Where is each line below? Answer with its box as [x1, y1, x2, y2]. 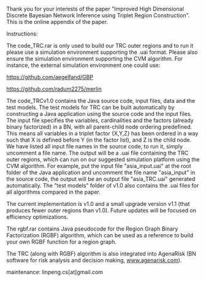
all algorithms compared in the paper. [6, 188, 101, 196]
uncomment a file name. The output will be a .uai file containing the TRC [6, 150, 189, 156]
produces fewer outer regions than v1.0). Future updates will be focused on [6, 207, 197, 214]
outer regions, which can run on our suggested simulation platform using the [6, 156, 200, 163]
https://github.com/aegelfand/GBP [6, 74, 94, 80]
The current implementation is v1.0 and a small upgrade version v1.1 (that [6, 200, 190, 207]
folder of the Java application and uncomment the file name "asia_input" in [6, 169, 196, 176]
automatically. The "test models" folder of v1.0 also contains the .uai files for [6, 182, 199, 189]
